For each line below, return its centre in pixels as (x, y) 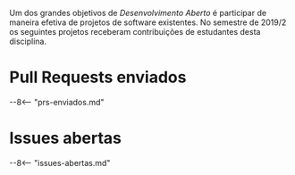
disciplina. (28, 41)
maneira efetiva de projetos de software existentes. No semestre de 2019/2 (148, 22)
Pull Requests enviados (98, 77)
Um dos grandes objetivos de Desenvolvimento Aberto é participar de (138, 13)
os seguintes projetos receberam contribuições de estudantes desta (135, 32)
